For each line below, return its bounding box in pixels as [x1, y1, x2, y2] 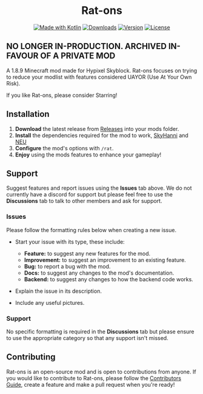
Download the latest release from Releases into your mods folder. [15, 125, 179, 132]
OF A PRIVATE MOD [40, 51, 116, 61]
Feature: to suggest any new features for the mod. [24, 250, 151, 257]
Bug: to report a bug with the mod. [24, 262, 111, 270]
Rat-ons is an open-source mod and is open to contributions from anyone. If [6, 368, 196, 375]
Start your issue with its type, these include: [15, 238, 125, 245]
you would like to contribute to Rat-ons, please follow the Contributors [6, 374, 182, 382]
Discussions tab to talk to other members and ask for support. [6, 198, 162, 205]
